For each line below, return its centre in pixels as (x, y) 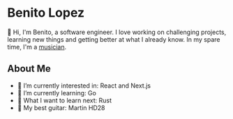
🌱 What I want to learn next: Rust (65, 100)
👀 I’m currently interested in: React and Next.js (84, 86)
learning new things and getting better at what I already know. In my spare (114, 39)
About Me (29, 69)
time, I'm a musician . (37, 47)
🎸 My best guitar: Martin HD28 (61, 108)
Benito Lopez (46, 13)
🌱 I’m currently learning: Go (57, 93)
